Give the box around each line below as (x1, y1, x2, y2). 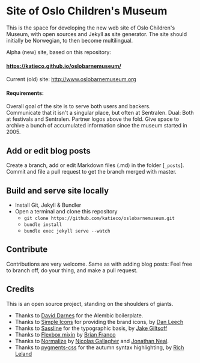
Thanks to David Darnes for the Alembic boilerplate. (14, 311, 144, 319)
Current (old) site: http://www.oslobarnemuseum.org (6, 76, 136, 83)
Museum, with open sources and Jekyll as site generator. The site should (6, 30, 187, 37)
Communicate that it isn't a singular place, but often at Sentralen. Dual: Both (6, 109, 194, 117)
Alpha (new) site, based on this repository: (6, 48, 111, 55)
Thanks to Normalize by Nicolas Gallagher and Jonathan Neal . (14, 337, 169, 344)
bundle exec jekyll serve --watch (23, 228, 111, 234)
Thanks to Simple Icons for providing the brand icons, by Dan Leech (14, 318, 184, 325)
